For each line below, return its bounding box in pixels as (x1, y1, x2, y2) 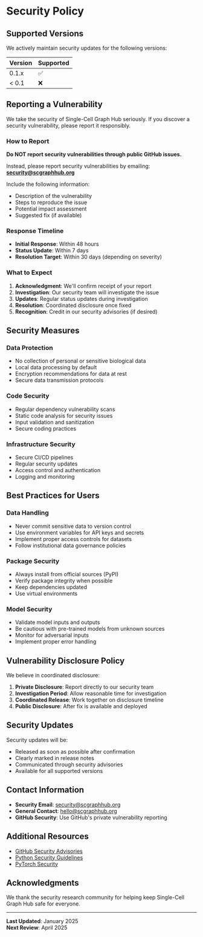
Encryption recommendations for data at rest (14, 370, 127, 378)
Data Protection (6, 344, 53, 352)
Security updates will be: (6, 736, 68, 743)
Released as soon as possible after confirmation (14, 748, 135, 755)
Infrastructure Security (6, 440, 76, 449)
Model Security (6, 605, 53, 613)
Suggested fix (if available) (14, 212, 82, 219)
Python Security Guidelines (14, 853, 83, 861)
